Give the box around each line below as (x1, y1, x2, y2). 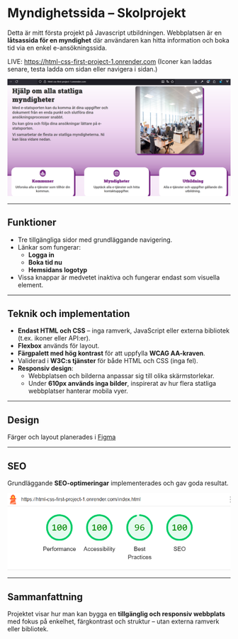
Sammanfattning (7, 591, 83, 603)
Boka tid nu (28, 257, 62, 267)
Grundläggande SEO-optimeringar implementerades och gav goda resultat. (7, 479, 229, 487)
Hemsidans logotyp (28, 265, 88, 274)
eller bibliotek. (7, 625, 49, 633)
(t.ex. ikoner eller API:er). (17, 334, 91, 343)
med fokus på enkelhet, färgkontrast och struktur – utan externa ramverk (7, 617, 220, 626)
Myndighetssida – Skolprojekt (7, 5, 186, 21)
